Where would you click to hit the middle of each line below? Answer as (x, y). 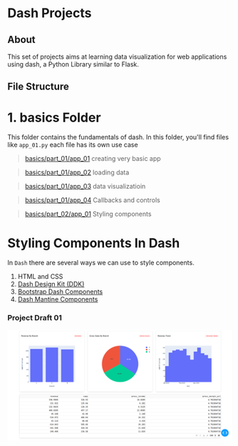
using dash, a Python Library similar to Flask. (73, 64)
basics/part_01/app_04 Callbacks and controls (92, 200)
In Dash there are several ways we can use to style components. (101, 263)
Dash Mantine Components (58, 299)
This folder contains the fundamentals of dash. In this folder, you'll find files (118, 137)
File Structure (38, 87)
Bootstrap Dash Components (60, 292)
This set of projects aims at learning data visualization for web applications (117, 56)
